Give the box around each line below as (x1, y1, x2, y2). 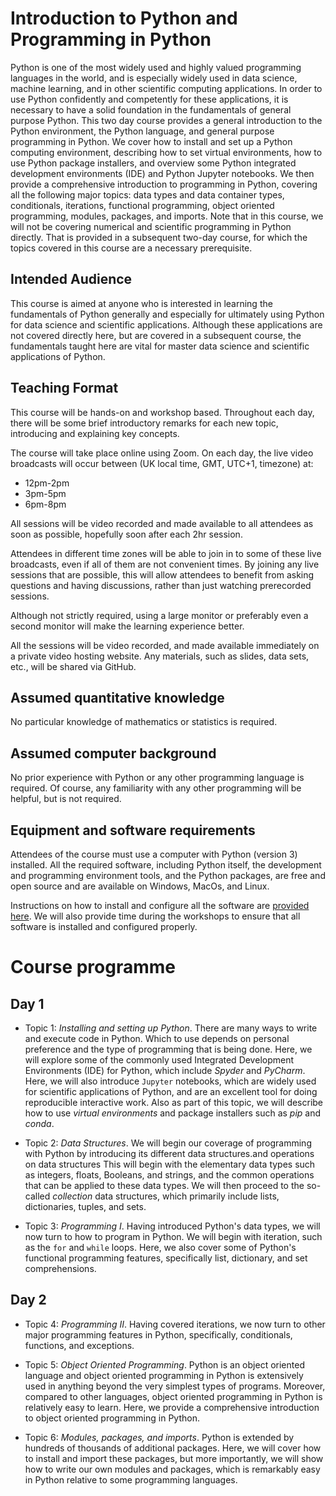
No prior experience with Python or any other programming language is (10, 772, 305, 784)
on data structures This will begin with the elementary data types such (24, 1158, 316, 1170)
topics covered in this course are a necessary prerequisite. (10, 242, 253, 254)
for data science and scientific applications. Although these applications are (10, 318, 323, 331)
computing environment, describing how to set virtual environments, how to (10, 146, 323, 158)
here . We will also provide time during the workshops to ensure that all (10, 910, 301, 922)
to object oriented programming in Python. (24, 1412, 200, 1424)
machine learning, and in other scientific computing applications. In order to (10, 82, 323, 94)
